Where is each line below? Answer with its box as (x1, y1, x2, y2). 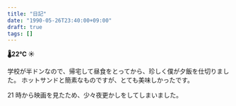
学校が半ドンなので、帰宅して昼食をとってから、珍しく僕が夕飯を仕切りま (7, 67, 223, 76)
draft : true (7, 23, 42, 30)
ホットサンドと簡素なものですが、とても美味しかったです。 (20, 76, 194, 85)
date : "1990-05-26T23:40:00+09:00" (7, 17, 112, 24)
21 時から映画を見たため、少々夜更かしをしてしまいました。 (7, 91, 182, 100)
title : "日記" (7, 10, 47, 18)
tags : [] (7, 30, 33, 37)
